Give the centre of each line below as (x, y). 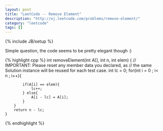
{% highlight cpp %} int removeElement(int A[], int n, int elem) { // (71, 60)
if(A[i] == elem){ (41, 85)
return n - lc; (29, 110)
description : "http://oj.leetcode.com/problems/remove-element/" (72, 18)
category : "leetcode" (27, 23)
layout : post (18, 9)
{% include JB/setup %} (29, 41)
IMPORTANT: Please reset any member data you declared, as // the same (78, 65)
